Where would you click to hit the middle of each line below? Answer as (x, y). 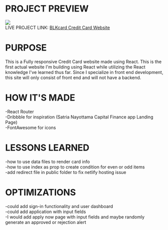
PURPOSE (26, 48)
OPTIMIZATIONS (41, 192)
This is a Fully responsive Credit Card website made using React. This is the (83, 61)
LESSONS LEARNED (47, 147)
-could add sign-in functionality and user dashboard (59, 206)
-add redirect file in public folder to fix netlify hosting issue (66, 172)
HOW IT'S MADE (40, 98)
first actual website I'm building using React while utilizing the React (75, 67)
